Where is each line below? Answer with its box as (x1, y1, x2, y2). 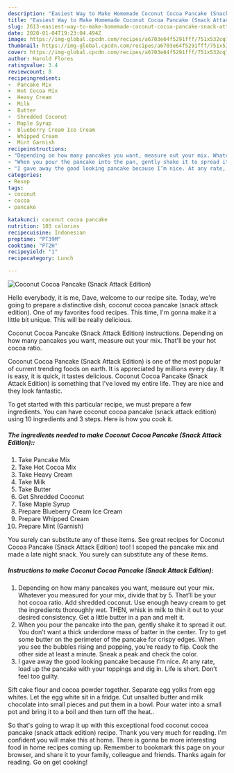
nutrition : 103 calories (8, 223, 80, 230)
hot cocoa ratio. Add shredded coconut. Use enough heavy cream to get (17, 598, 226, 606)
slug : (8, 23, 24, 30)
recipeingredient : (8, 74, 61, 82)
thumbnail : (8, 42, 40, 49)
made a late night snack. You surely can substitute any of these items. (8, 550, 208, 559)
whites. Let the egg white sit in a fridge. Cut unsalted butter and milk (8, 693, 203, 701)
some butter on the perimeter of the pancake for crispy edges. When (17, 635, 216, 643)
